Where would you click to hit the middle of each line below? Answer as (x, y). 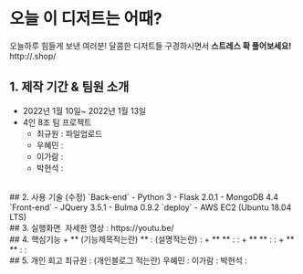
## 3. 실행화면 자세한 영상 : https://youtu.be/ (92, 227)
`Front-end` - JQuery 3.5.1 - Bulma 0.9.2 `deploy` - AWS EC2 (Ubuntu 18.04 (151, 207)
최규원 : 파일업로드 (69, 133)
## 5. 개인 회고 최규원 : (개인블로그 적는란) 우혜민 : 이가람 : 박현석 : (129, 260)
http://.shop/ (33, 56)
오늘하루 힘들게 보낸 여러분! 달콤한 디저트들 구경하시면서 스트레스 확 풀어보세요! (151, 46)
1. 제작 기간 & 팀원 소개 (69, 87)
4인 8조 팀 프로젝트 (57, 122)
